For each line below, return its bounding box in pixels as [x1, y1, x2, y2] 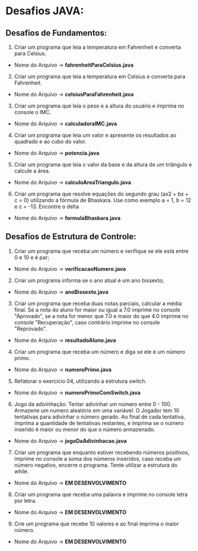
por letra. [14, 497, 37, 504]
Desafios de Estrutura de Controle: [5, 232, 137, 242]
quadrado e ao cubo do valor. [14, 138, 87, 145]
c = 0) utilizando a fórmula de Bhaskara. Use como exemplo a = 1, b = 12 [14, 197, 191, 203]
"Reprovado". [14, 325, 47, 332]
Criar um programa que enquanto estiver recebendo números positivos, [14, 449, 190, 456]
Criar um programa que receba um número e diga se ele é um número [14, 348, 186, 355]
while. [14, 468, 29, 475]
